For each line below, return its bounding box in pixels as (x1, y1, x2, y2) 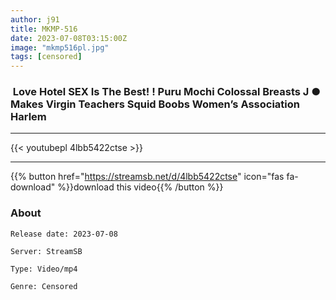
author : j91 (10, 14, 60, 25)
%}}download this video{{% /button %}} (57, 181, 224, 193)
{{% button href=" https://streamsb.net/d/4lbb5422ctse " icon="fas (10, 171, 285, 183)
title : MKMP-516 (10, 24, 78, 34)
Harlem (10, 110, 47, 124)
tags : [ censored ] (10, 52, 83, 62)
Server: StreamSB (10, 246, 83, 256)
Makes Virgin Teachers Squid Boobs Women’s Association (10, 97, 300, 111)
